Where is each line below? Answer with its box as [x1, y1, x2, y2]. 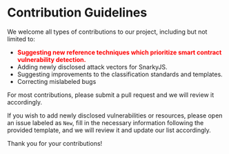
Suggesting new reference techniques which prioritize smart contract [17, 48, 222, 56]
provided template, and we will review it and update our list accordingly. [7, 126, 212, 134]
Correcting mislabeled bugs [17, 77, 97, 85]
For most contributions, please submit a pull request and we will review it [7, 91, 215, 99]
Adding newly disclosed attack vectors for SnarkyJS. [17, 63, 168, 71]
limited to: [7, 34, 36, 43]
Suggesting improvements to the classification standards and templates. [17, 70, 223, 78]
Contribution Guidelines [7, 5, 148, 21]
